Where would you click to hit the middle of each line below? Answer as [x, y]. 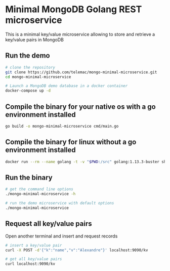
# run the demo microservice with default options [60, 203]
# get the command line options [39, 189]
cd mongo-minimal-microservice [38, 77]
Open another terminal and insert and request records [61, 236]
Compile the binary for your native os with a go [80, 107]
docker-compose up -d [28, 91]
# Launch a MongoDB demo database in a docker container [67, 86]
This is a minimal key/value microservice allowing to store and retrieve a [80, 34]
